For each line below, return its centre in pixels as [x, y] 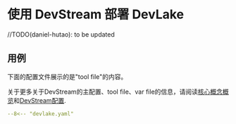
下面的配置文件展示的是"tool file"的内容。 [67, 76]
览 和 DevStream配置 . [37, 100]
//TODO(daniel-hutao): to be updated [61, 34]
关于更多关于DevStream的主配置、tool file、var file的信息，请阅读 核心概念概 [118, 92]
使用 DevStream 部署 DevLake [96, 14]
